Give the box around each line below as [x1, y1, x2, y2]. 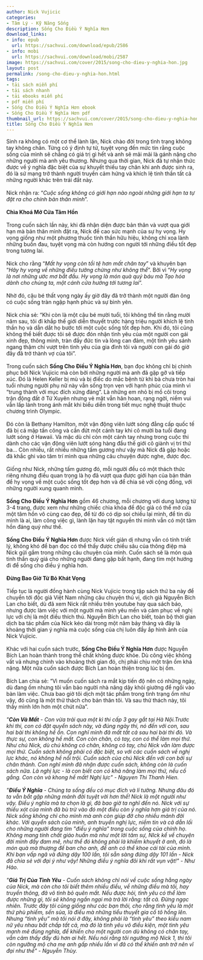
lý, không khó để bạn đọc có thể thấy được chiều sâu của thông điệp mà [6, 542, 187, 550]
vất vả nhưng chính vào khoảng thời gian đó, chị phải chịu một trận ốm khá [6, 658, 192, 666]
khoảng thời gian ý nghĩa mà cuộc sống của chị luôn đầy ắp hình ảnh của [6, 626, 188, 634]
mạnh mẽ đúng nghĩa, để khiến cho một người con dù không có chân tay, [6, 928, 189, 935]
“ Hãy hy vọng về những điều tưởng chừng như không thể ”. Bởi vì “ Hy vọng [6, 267, 192, 274]
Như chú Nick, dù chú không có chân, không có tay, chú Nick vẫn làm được [6, 742, 195, 749]
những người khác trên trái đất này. [6, 177, 94, 184]
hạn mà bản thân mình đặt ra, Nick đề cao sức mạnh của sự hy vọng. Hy [6, 228, 186, 235]
